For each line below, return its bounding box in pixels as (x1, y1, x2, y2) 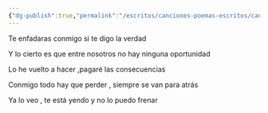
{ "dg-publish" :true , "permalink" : (8, 11, 120, 20)
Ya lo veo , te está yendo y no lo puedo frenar (8, 95, 158, 104)
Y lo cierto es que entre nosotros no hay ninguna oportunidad (8, 49, 211, 58)
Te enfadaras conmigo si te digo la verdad (8, 33, 147, 43)
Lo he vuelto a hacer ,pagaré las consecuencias (8, 64, 166, 74)
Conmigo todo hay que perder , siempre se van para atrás (8, 80, 199, 89)
